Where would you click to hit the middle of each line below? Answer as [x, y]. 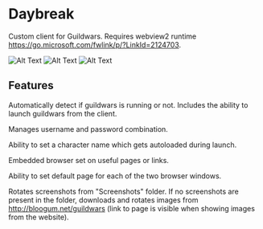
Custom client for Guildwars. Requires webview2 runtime [103, 36]
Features [31, 86]
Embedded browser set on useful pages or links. [88, 160]
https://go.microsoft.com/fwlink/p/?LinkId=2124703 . [95, 44]
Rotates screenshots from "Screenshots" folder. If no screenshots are [123, 191]
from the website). [39, 217]
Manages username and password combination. [88, 129]
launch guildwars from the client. [63, 113]
